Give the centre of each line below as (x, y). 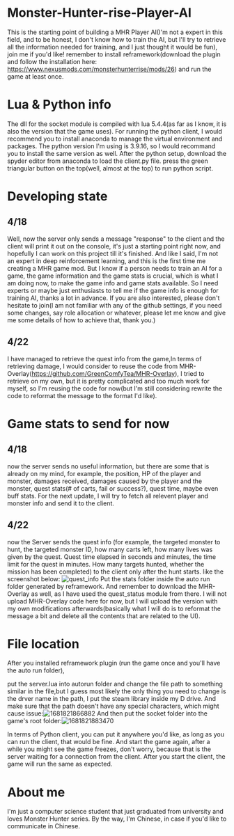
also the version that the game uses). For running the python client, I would (115, 131)
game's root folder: (35, 721)
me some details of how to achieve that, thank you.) (81, 320)
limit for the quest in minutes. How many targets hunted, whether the (106, 564)
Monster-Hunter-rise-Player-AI (99, 13)
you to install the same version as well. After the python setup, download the (117, 153)
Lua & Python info (59, 105)
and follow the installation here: (52, 61)
